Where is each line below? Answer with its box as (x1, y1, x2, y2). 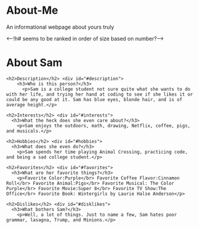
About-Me (6, 4, 58, 17)
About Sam (6, 56, 63, 69)
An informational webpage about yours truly (6, 23, 114, 30)
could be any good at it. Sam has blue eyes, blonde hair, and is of (6, 96, 183, 102)
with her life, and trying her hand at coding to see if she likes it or (6, 91, 194, 97)
